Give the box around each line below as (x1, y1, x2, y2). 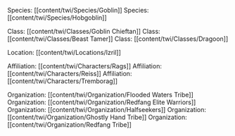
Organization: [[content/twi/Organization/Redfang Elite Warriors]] (7, 98, 196, 106)
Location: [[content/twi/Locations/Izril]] (7, 49, 122, 56)
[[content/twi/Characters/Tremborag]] (7, 77, 118, 85)
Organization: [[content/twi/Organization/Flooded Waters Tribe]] (7, 91, 193, 99)
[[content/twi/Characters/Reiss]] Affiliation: (7, 70, 132, 78)
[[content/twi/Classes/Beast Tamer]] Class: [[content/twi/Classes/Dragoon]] (7, 35, 229, 43)
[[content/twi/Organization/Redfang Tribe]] (7, 120, 132, 129)
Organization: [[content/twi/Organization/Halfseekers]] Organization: (7, 106, 206, 113)
